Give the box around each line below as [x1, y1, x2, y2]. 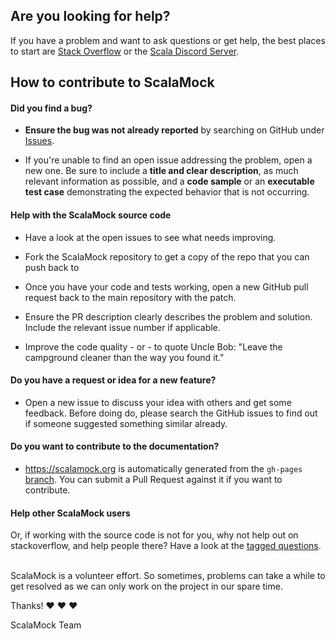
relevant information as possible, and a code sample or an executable [24, 175, 315, 188]
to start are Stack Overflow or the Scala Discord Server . [10, 45, 240, 57]
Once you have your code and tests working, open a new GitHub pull [24, 280, 309, 293]
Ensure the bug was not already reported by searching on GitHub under [24, 124, 325, 136]
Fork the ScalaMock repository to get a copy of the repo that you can [24, 250, 310, 263]
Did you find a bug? [10, 102, 93, 114]
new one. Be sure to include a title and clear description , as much [24, 165, 299, 177]
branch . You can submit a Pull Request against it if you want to [24, 474, 283, 486]
